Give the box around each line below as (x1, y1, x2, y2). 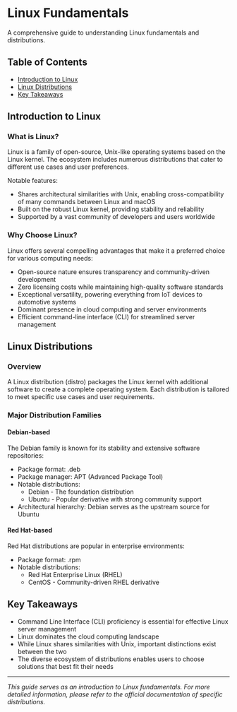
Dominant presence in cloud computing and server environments (17, 305, 207, 314)
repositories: (7, 451, 44, 460)
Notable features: (7, 177, 58, 185)
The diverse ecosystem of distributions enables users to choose (17, 655, 205, 663)
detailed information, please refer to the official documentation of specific (7, 690, 223, 699)
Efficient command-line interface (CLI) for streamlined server (17, 312, 195, 321)
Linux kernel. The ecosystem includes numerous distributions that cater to (7, 155, 224, 164)
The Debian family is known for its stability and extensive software (7, 444, 200, 452)
